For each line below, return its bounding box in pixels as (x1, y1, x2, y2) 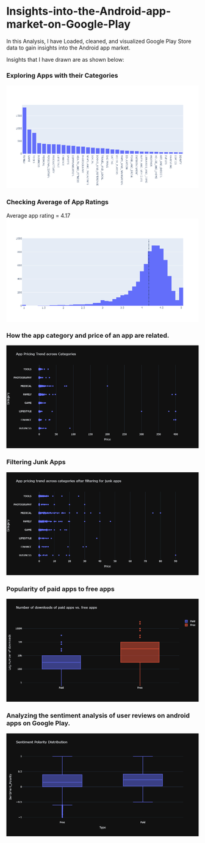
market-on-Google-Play (6, 17, 131, 31)
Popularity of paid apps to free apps (6, 584, 115, 593)
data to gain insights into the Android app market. (6, 44, 131, 51)
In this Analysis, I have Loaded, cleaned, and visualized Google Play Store (6, 37, 192, 45)
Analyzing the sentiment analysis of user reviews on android (6, 711, 190, 720)
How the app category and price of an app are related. (6, 331, 170, 340)
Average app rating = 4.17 (6, 212, 71, 219)
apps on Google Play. (6, 719, 70, 727)
